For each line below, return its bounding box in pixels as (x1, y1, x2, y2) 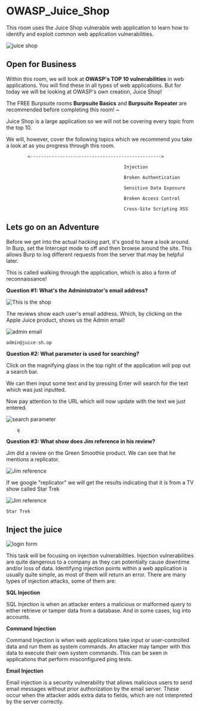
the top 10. (6, 124, 32, 131)
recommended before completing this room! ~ (6, 106, 120, 113)
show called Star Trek (6, 485, 60, 492)
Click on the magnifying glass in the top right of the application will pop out (6, 361, 191, 369)
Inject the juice (6, 524, 63, 534)
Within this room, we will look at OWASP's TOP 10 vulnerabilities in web (6, 75, 184, 82)
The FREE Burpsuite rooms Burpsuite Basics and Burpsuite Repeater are (6, 99, 187, 107)
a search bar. (6, 368, 39, 375)
